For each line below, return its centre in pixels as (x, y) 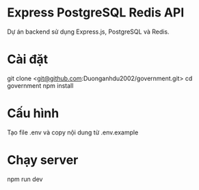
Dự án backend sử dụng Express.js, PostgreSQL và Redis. (88, 32)
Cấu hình (33, 114)
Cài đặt (28, 59)
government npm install (40, 85)
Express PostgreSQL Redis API (96, 13)
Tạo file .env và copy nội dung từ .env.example (73, 132)
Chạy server (43, 160)
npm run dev (25, 179)
